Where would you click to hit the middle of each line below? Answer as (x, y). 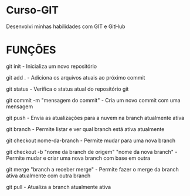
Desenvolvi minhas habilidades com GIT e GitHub (66, 26)
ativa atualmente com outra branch (48, 176)
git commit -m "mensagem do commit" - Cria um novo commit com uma (93, 100)
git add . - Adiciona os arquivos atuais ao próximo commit (76, 77)
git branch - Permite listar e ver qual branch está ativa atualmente (85, 129)
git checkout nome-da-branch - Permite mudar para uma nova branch (91, 140)
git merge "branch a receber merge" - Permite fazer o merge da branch (92, 169)
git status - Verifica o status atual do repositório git (67, 89)
